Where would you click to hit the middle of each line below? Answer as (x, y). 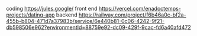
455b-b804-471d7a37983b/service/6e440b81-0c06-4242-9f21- (85, 21)
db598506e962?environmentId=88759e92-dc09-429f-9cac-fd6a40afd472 (98, 27)
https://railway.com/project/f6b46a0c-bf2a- (132, 15)
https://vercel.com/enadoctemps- (140, 9)
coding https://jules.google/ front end (52, 9)
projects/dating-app (30, 15)
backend (67, 15)
